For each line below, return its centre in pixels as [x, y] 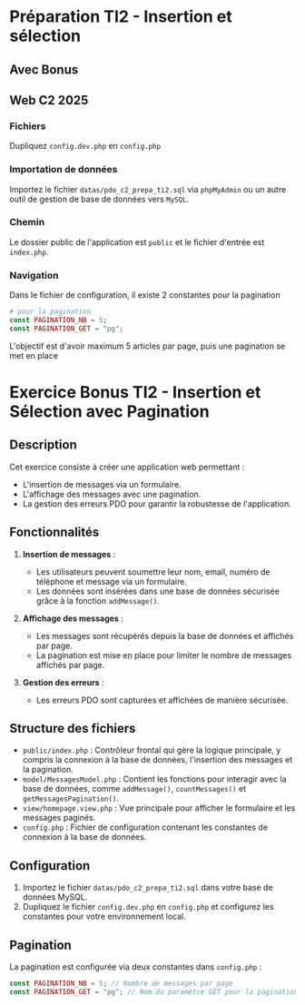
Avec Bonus [44, 69]
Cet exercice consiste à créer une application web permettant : [127, 467]
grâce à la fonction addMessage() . [98, 600]
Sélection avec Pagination [110, 411]
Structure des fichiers [73, 728]
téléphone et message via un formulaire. [112, 581]
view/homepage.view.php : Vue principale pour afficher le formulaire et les [159, 808]
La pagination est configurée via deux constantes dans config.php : [136, 967]
